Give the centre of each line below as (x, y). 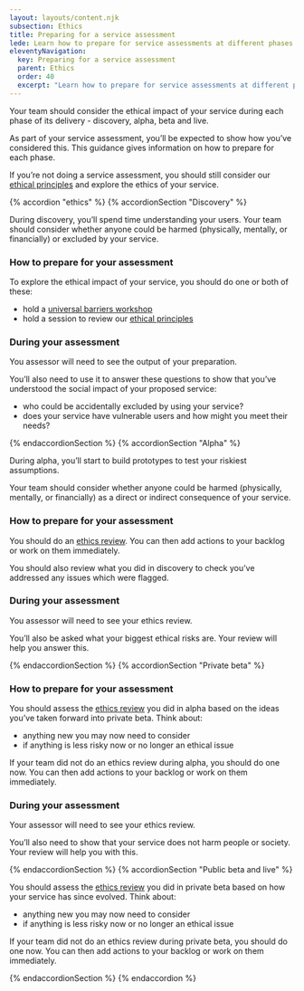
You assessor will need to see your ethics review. (101, 620)
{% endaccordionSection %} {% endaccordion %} (103, 978)
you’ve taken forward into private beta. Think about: (106, 718)
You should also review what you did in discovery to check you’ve (132, 567)
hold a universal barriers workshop (87, 309)
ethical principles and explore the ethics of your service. (114, 184)
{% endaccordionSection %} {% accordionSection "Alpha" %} (125, 443)
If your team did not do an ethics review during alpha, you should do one (145, 763)
